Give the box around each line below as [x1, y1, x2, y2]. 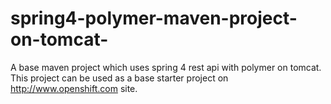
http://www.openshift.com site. [10, 82, 138, 94]
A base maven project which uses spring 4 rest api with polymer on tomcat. [10, 61, 322, 73]
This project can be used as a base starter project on [10, 72, 229, 84]
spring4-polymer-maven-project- [10, 7, 298, 30]
